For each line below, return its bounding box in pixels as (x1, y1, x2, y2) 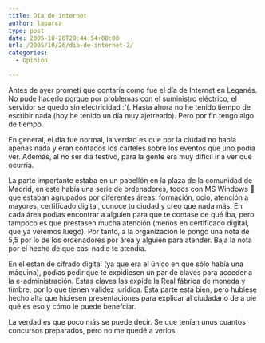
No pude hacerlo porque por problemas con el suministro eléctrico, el (8, 94, 238, 103)
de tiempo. (8, 119, 44, 129)
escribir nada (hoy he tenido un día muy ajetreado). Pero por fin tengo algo (8, 110, 254, 120)
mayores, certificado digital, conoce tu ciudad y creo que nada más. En (8, 201, 243, 210)
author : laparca (8, 19, 62, 27)
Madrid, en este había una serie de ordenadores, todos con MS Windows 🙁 (8, 184, 255, 193)
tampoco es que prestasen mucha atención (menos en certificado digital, (8, 217, 250, 228)
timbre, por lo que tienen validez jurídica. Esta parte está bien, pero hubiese (8, 285, 258, 294)
